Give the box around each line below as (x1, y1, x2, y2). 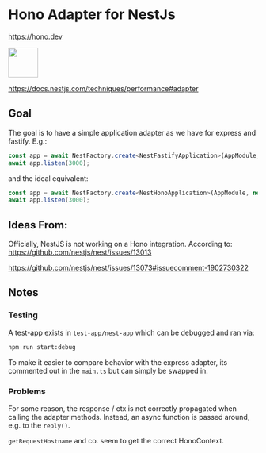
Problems (8, 386, 46, 397)
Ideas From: (8, 218, 68, 232)
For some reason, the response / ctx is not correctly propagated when (8, 403, 237, 413)
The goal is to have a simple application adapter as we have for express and (8, 128, 256, 137)
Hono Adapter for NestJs (8, 6, 176, 24)
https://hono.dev (8, 32, 63, 41)
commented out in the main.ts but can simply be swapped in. (8, 366, 208, 375)
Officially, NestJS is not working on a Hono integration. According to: (8, 240, 233, 249)
